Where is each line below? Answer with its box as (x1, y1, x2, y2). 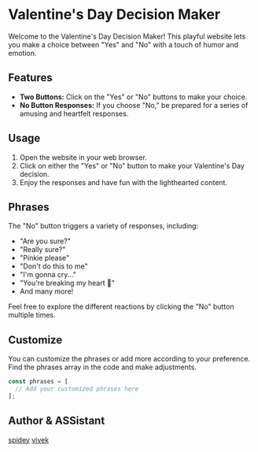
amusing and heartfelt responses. (19, 109, 129, 118)
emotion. (8, 48, 37, 57)
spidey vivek (8, 435, 50, 444)
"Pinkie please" (19, 254, 70, 263)
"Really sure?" (19, 245, 66, 254)
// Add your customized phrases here (15, 385, 139, 393)
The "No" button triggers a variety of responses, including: (8, 221, 199, 231)
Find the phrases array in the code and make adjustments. (8, 362, 197, 372)
